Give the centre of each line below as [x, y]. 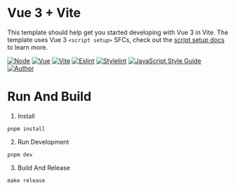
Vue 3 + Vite [44, 13]
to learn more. [27, 47]
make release [26, 180]
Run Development [43, 142]
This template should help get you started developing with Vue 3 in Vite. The [118, 32]
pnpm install [26, 129]
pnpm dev [20, 155]
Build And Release [44, 168]
